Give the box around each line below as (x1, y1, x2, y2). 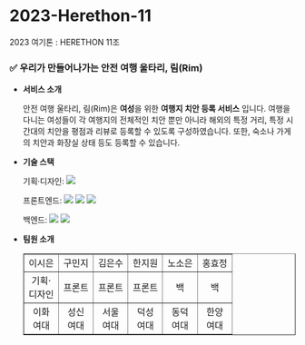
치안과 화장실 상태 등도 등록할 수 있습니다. (32, 137, 181, 148)
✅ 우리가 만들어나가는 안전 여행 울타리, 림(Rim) (9, 61, 203, 74)
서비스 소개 (22, 84, 62, 95)
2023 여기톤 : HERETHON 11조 (9, 36, 121, 47)
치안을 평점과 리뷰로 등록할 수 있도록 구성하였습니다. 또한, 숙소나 (46, 126, 275, 137)
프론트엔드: (22, 195, 63, 206)
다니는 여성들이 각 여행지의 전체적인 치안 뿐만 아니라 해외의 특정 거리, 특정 (22, 114, 284, 125)
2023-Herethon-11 (9, 5, 152, 26)
